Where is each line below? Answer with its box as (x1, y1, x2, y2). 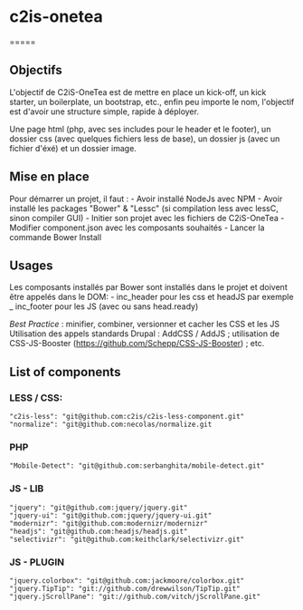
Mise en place (9, 169, 90, 185)
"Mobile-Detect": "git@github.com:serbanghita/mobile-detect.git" (9, 461, 265, 470)
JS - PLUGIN (9, 556, 65, 568)
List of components (9, 364, 121, 380)
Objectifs (9, 63, 63, 78)
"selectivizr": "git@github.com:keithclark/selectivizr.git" (9, 535, 245, 544)
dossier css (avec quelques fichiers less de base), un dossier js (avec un (9, 133, 280, 144)
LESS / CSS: (9, 392, 63, 404)
